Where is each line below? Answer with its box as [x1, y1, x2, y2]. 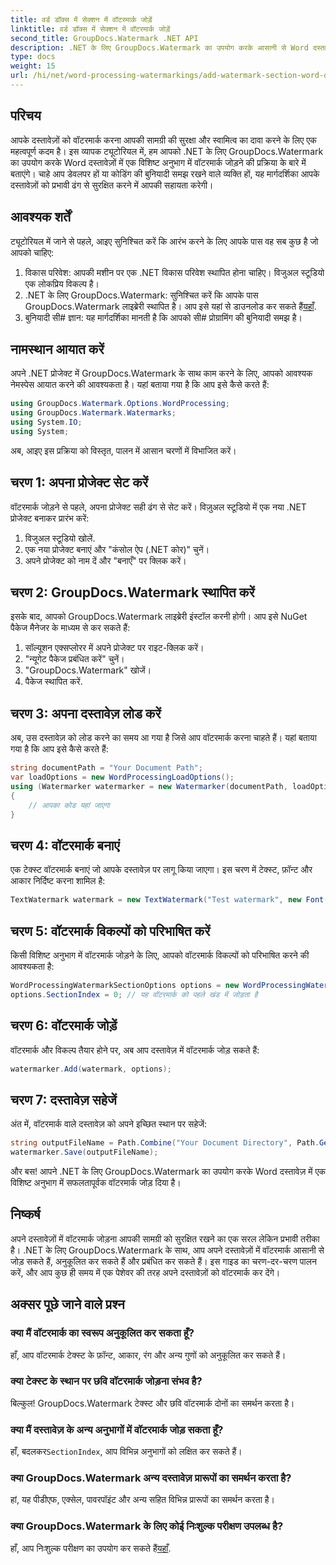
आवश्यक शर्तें [10, 209, 71, 226]
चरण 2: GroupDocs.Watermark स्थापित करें [10, 584, 255, 601]
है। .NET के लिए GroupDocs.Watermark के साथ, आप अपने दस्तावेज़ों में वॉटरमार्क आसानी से [10, 1244, 325, 1256]
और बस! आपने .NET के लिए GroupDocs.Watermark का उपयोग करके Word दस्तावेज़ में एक [10, 1166, 326, 1177]
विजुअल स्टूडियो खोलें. [24, 532, 96, 544]
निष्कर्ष [10, 1206, 41, 1223]
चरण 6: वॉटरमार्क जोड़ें [10, 1017, 118, 1035]
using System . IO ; [10, 417, 83, 428]
